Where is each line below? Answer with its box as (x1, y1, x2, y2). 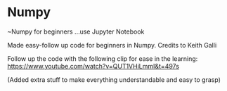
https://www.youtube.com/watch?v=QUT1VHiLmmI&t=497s (7, 62, 179, 70)
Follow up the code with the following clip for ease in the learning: (7, 54, 198, 63)
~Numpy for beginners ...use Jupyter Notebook (7, 27, 145, 36)
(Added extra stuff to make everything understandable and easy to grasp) (7, 75, 221, 84)
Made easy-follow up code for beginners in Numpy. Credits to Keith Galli (7, 41, 217, 49)
